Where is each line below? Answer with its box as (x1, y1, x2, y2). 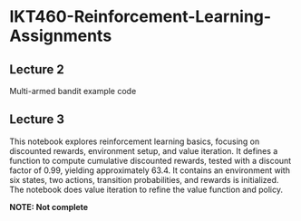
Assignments (9, 25, 112, 46)
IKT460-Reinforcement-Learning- (9, 6, 272, 27)
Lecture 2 (9, 62, 65, 77)
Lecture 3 (9, 111, 65, 128)
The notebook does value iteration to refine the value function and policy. (9, 184, 284, 195)
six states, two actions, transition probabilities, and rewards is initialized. (9, 174, 279, 185)
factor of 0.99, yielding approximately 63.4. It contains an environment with (9, 165, 290, 176)
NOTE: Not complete (9, 201, 89, 212)
